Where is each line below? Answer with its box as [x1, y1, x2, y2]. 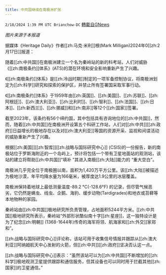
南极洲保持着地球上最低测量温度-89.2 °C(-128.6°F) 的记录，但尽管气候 [5, 184, 148, 190]
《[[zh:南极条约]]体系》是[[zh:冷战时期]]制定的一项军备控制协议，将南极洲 [5, 76, 154, 81]
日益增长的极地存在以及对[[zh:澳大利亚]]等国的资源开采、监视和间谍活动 [12, 127, 160, 133]
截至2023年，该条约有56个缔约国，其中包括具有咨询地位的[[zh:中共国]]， [5, 115, 155, 121]
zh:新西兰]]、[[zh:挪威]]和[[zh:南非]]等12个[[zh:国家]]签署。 [20, 105, 141, 111]
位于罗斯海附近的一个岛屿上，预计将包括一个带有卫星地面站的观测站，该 [13, 150, 161, 156]
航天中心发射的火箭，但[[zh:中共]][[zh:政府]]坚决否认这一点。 [30, 241, 155, 247]
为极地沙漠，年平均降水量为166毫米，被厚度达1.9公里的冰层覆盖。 [5, 173, 139, 179]
